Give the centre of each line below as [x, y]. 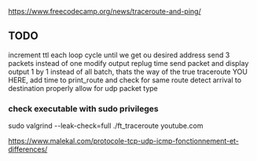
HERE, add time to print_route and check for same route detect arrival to [125, 80]
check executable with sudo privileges [83, 108]
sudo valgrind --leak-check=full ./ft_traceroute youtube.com [106, 126]
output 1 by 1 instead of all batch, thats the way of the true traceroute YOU [128, 71]
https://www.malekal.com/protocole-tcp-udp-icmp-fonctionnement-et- [124, 141]
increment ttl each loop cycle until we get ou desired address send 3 [119, 55]
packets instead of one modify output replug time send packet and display [128, 63]
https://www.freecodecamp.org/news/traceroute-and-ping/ [105, 11]
